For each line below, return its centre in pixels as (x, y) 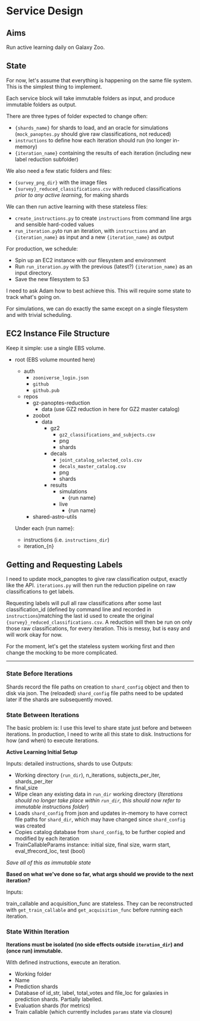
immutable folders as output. (41, 104)
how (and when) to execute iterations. (53, 740)
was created (30, 826)
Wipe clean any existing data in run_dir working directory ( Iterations (99, 794)
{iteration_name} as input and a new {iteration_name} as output (94, 237)
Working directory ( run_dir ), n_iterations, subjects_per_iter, (87, 775)
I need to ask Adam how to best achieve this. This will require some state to (99, 291)
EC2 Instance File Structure (58, 334)
